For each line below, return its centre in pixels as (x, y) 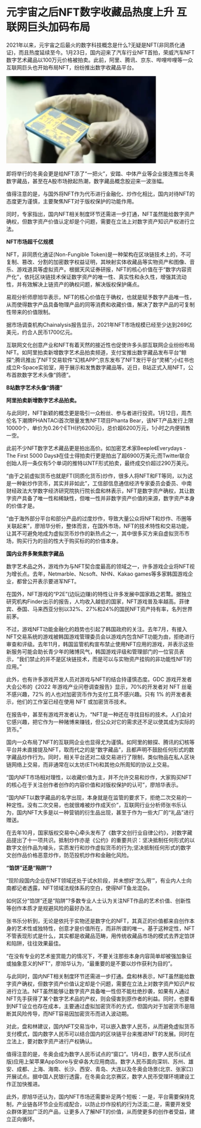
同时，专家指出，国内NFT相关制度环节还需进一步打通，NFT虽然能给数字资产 (100, 214)
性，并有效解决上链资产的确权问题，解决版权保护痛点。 (74, 284)
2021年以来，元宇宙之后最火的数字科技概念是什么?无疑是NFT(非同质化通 (96, 45)
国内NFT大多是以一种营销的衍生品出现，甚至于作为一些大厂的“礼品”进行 (105, 812)
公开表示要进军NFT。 (53, 581)
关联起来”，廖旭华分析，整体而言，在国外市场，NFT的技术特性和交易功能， (99, 526)
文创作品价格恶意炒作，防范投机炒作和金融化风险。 (69, 855)
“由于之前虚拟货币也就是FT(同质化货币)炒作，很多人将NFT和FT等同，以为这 (100, 476)
